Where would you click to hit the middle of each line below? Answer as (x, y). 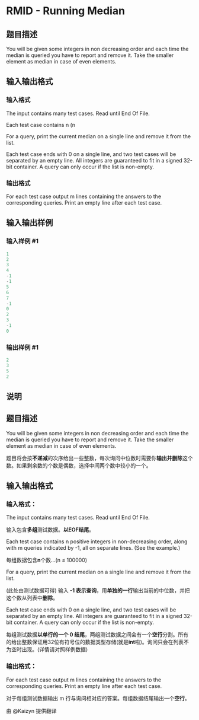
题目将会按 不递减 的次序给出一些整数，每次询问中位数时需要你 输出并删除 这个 (99, 458)
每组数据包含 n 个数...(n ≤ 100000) (47, 560)
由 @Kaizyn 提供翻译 (31, 711)
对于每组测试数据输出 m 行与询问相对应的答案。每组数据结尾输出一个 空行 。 (98, 698)
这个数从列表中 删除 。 (32, 598)
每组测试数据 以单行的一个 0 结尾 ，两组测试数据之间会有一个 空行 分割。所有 (97, 635)
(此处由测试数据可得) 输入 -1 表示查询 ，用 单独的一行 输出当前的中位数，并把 (98, 591)
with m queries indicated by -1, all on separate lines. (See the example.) (93, 548)
